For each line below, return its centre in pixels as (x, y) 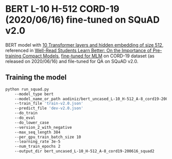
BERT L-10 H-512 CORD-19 (62, 9)
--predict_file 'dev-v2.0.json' (49, 108)
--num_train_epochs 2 (37, 147)
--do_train (26, 113)
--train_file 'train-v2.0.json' (49, 104)
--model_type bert (34, 94)
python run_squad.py (27, 89)
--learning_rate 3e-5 (37, 142)
